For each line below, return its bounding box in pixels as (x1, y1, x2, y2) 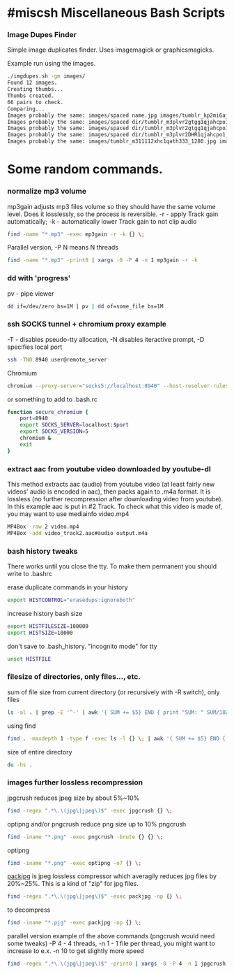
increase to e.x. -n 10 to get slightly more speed (7, 947, 144, 955)
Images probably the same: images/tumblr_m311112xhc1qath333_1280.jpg (7, 138, 217, 145)
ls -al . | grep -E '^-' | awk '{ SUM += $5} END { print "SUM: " (7, 708, 204, 716)
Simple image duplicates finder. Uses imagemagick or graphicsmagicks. (7, 45, 214, 54)
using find (7, 722, 36, 730)
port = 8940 (19, 415, 49, 422)
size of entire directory (7, 747, 72, 756)
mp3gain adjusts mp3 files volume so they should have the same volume (7, 202, 216, 210)
